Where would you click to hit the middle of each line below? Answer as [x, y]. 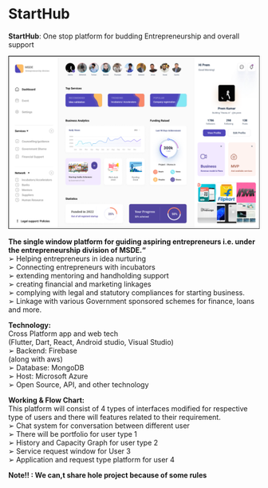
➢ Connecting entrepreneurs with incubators [82, 267]
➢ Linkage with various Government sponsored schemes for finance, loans [132, 302]
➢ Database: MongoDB [46, 368]
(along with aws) [36, 359]
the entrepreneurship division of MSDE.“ [77, 250]
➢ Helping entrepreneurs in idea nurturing [77, 259]
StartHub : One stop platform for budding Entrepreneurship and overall [124, 36]
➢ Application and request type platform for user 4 [92, 460]
